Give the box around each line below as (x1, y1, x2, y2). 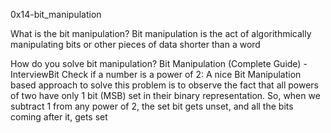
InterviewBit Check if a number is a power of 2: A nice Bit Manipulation (10, 69, 302, 80)
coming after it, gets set (10, 111, 108, 123)
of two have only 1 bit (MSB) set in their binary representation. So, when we (10, 90, 321, 101)
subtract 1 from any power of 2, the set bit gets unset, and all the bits (10, 100, 294, 112)
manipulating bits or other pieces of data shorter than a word (10, 39, 261, 50)
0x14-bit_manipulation (10, 9, 102, 20)
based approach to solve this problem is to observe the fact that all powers (10, 79, 319, 91)
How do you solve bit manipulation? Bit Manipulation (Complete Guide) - (10, 58, 308, 69)
